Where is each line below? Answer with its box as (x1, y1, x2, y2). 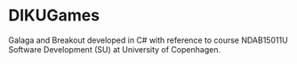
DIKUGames (8, 5, 100, 26)
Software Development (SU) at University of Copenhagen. (8, 44, 221, 54)
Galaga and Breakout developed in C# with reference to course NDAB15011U (8, 35, 288, 45)
